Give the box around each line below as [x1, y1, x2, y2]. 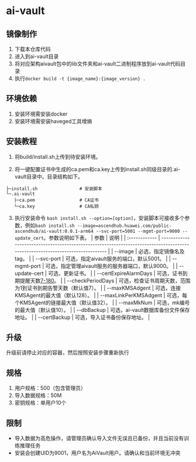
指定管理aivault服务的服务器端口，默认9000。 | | [60, 262, 178, 269]
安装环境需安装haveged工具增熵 [14, 117, 92, 124]
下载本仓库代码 [14, 46, 51, 52]
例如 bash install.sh [25, 222, 75, 229]
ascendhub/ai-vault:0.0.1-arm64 [14, 228, 94, 234]
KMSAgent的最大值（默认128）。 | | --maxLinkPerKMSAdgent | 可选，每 [14, 291, 187, 298]
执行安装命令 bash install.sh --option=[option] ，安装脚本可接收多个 [14, 214, 185, 221]
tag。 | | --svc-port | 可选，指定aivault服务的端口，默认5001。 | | [14, 255, 171, 262]
